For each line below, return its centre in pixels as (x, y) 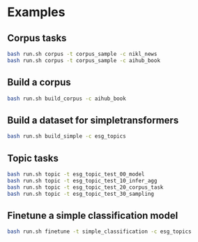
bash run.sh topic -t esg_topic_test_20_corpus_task (85, 187)
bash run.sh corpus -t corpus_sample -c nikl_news (82, 54)
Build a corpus (39, 82)
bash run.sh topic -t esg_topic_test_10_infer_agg (82, 180)
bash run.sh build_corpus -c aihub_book (67, 99)
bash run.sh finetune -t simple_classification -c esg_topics (99, 232)
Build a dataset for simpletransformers (93, 120)
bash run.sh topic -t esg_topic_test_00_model (76, 174)
